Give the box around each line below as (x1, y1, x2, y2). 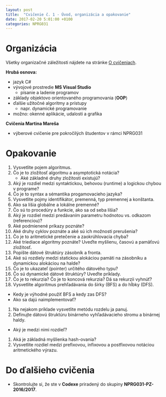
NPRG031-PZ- (124, 381, 154, 387)
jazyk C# (12, 79, 31, 85)
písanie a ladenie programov (20, 90, 79, 96)
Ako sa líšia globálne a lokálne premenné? (12, 202, 99, 208)
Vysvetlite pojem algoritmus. (12, 164, 72, 170)
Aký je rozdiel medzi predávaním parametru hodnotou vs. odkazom (12, 213, 151, 219)
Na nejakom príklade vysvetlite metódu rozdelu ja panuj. (12, 306, 129, 312)
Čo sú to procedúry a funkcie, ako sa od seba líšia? (12, 207, 118, 213)
